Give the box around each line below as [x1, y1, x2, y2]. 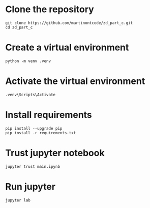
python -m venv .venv [5, 58, 51, 64]
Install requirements [5, 109, 93, 121]
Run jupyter [5, 181, 56, 192]
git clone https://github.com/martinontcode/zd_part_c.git [5, 20, 133, 25]
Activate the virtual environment [5, 75, 145, 87]
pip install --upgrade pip [5, 126, 63, 131]
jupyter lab [5, 197, 31, 203]
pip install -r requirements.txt [5, 130, 76, 135]
